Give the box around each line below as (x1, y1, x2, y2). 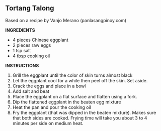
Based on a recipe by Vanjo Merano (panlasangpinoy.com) (5, 17, 127, 23)
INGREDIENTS (5, 27, 35, 33)
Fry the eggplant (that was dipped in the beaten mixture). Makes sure (12, 109, 156, 115)
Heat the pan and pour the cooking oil (12, 104, 92, 110)
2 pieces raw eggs (12, 42, 51, 48)
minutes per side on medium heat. (12, 120, 84, 126)
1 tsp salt (12, 47, 31, 53)
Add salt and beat (12, 88, 49, 94)
